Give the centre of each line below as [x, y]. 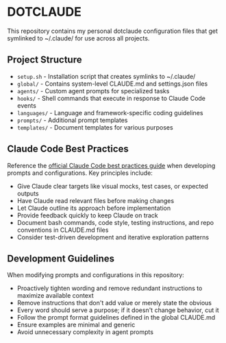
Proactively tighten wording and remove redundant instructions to [110, 288]
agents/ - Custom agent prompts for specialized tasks [93, 91]
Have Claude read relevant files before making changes [96, 200]
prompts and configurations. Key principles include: [80, 173]
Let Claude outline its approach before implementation [94, 208]
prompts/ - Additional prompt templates [72, 120]
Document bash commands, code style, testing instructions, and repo [115, 222]
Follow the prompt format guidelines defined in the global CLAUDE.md [116, 318]
